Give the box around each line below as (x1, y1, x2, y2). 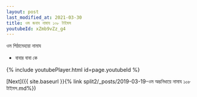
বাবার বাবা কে (14, 54, 38, 61)
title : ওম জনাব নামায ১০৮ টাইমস (6, 20, 71, 26)
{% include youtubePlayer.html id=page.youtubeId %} (6, 66, 140, 74)
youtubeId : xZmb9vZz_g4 (6, 25, 66, 32)
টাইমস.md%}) (6, 85, 36, 92)
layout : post (6, 8, 39, 15)
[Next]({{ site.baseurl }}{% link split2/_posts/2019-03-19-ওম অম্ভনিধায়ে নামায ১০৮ (6, 78, 191, 85)
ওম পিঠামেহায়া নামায (6, 42, 42, 49)
